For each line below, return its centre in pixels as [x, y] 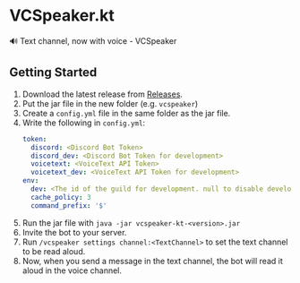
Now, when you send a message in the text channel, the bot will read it [153, 261]
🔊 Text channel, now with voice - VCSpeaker [93, 40]
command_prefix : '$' [69, 206]
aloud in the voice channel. [72, 270]
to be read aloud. [54, 251]
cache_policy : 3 [61, 197]
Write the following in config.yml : [84, 123]
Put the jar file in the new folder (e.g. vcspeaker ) [110, 103]
